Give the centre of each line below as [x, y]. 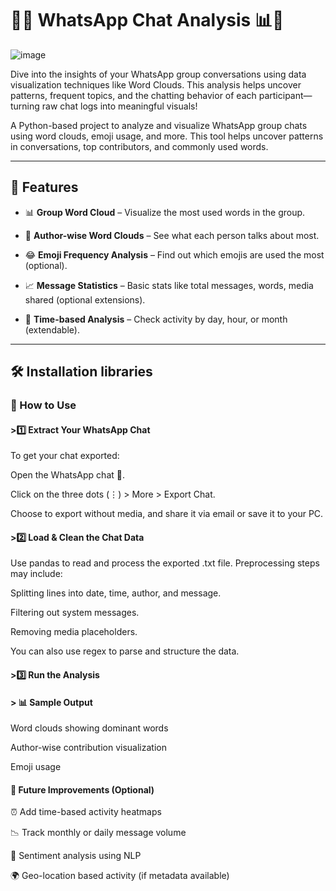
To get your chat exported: [65, 456]
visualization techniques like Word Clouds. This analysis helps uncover [156, 84]
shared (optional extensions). [85, 299]
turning [25, 106]
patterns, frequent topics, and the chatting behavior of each [133, 95]
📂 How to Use [43, 405]
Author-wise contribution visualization [88, 748]
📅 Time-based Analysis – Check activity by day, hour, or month [156, 319]
